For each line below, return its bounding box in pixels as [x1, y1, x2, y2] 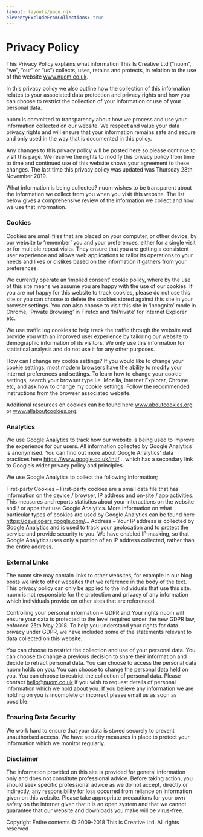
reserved [6, 825, 29, 832]
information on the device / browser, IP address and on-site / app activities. [6, 492, 194, 499]
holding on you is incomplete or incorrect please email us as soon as [6, 691, 177, 699]
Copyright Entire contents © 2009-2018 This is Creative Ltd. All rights [6, 818, 179, 826]
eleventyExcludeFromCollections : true [6, 14, 104, 21]
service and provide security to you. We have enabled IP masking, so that [6, 530, 189, 537]
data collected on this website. [6, 635, 83, 642]
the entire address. [6, 543, 53, 550]
